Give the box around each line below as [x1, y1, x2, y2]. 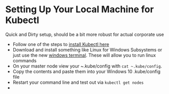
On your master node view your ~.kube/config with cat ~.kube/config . [12, 63, 162, 69]
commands [12, 57, 37, 63]
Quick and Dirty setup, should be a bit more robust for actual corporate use [5, 31, 164, 37]
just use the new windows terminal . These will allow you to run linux [12, 52, 156, 58]
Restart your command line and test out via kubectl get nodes [12, 79, 144, 85]
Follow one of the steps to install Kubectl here [12, 41, 109, 47]
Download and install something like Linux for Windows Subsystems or [12, 46, 162, 53]
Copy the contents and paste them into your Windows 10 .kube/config [12, 68, 161, 75]
